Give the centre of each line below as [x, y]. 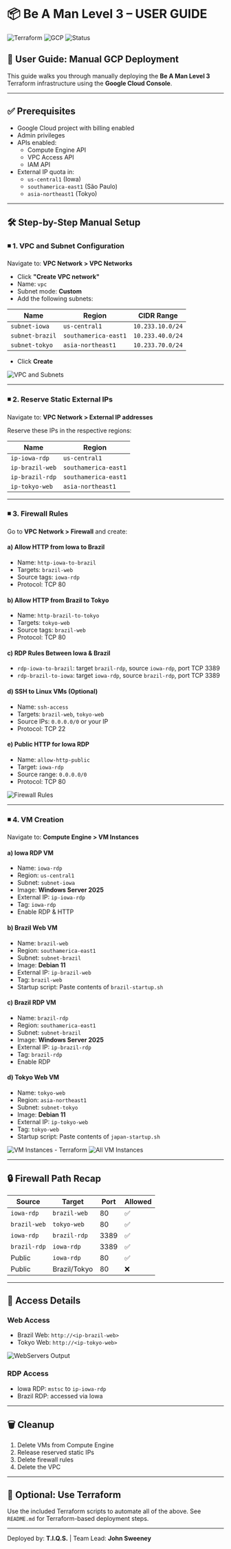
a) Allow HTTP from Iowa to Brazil [56, 547]
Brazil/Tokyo [73, 1268]
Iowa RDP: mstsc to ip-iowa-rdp [62, 1388]
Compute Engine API [57, 150]
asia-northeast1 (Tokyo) [62, 193]
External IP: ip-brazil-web [54, 972]
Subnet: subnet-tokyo [47, 1107]
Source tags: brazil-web [51, 630]
